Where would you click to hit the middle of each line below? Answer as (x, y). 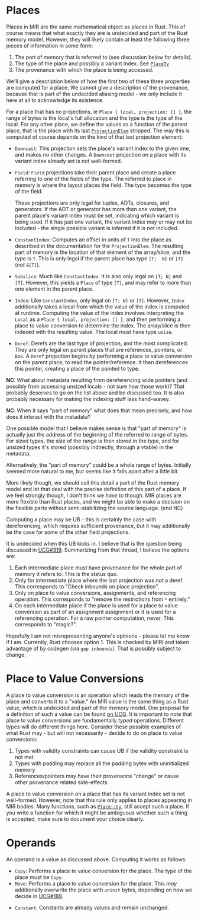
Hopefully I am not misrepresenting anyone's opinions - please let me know (98, 636)
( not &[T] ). (27, 265)
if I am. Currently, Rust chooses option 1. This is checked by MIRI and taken (98, 642)
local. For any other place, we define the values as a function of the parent (97, 124)
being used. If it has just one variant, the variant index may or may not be (103, 222)
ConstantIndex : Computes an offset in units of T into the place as (93, 239)
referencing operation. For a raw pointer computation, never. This (94, 618)
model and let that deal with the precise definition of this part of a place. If (96, 489)
